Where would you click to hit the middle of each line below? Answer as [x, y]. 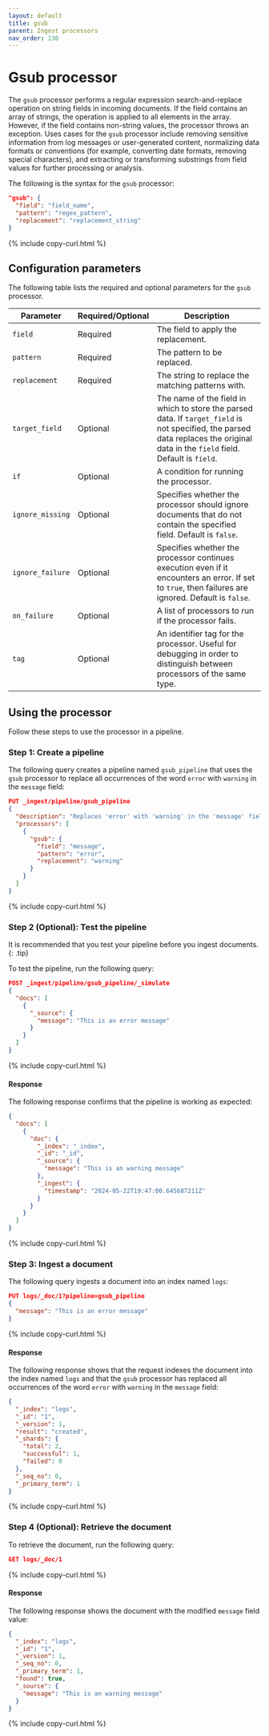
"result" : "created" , [52, 1432]
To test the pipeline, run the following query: [81, 969]
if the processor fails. [196, 621]
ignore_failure [41, 573]
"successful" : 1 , [52, 1454]
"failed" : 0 [42, 1462]
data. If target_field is [199, 419]
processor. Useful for [197, 644]
